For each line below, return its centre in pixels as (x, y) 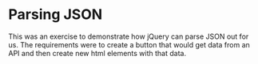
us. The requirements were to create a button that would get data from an (129, 44)
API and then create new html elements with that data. (97, 53)
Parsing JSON (56, 15)
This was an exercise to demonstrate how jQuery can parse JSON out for (129, 36)
